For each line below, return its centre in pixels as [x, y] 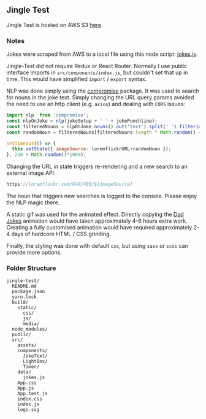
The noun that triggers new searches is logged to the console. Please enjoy [102, 196]
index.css [30, 399]
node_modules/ [30, 329]
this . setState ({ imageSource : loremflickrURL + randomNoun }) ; [92, 149]
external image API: [31, 173]
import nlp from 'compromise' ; [48, 115]
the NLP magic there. [33, 202]
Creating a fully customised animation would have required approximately [99, 228]
